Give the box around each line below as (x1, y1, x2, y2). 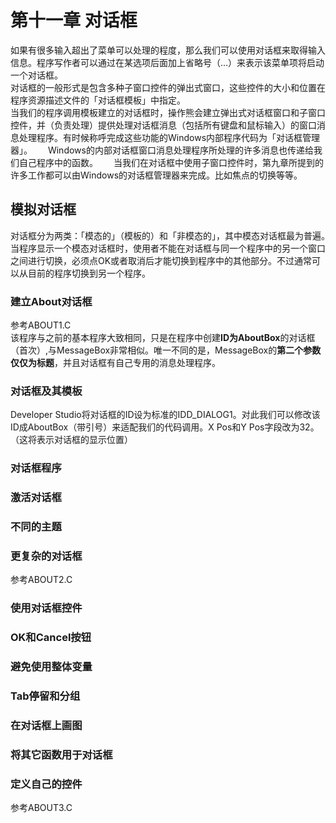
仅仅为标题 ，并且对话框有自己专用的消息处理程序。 (10, 357, 221, 369)
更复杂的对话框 (10, 549, 83, 563)
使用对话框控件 (10, 601, 83, 615)
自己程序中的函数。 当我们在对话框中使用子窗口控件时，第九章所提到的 (18, 156, 324, 168)
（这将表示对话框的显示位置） (10, 434, 133, 446)
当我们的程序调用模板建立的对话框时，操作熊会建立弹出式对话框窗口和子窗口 (10, 106, 326, 118)
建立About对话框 (10, 294, 93, 308)
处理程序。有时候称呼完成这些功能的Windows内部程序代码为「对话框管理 (18, 131, 321, 143)
